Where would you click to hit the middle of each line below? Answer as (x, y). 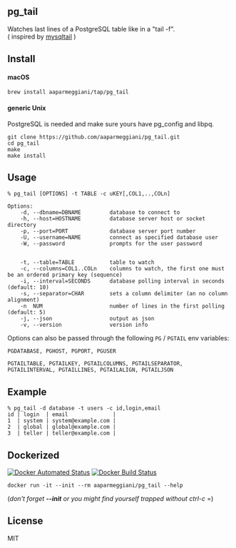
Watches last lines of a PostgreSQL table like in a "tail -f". (91, 29)
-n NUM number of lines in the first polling (122, 306)
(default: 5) (27, 313)
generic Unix (27, 108)
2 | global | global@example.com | (62, 427)
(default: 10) (29, 288)
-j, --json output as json (87, 319)
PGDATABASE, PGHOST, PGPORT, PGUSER (62, 351)
